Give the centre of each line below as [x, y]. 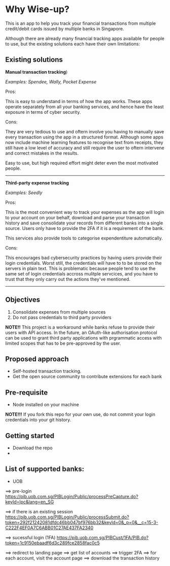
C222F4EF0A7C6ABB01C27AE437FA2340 [49, 528]
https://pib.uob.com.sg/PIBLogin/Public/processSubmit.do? [67, 517]
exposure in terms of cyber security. [43, 112]
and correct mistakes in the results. [42, 153]
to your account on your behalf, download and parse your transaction [78, 217]
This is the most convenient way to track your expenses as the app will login [85, 212]
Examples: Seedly [24, 193]
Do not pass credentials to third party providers [62, 317]
